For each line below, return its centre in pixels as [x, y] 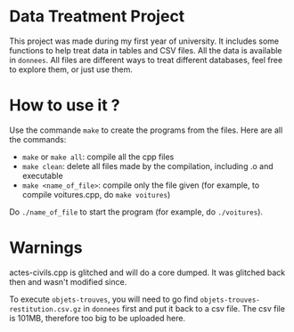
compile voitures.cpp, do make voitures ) [96, 194]
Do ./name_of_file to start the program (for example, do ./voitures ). [136, 212]
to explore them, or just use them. [71, 69]
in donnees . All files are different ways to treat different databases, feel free [146, 60]
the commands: [38, 139]
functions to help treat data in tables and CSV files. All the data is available [146, 50]
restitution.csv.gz [45, 309]
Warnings [46, 248]
